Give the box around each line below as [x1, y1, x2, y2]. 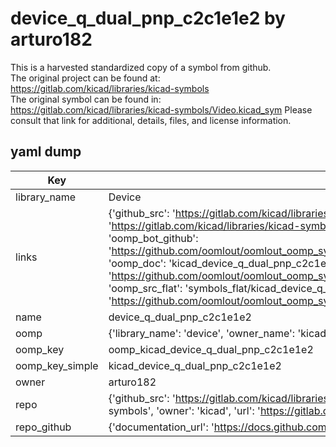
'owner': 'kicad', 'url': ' [156, 403, 261, 417]
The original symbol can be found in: [10, 93, 162, 105]
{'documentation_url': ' [108, 420, 215, 434]
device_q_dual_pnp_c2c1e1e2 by [10, 7, 286, 30]
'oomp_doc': [108, 256, 167, 270]
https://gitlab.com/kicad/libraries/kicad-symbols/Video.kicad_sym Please [10, 103, 313, 116]
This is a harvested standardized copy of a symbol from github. [10, 61, 272, 73]
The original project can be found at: [10, 72, 161, 84]
